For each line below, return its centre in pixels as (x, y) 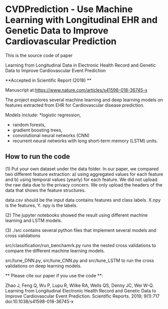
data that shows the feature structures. (46, 190)
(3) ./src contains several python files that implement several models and (81, 230)
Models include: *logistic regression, (43, 115)
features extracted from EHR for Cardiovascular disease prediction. (75, 105)
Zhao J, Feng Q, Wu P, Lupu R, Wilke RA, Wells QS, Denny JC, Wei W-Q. (80, 285)
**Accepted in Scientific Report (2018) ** (48, 80)
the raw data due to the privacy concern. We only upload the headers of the (84, 184)
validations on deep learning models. (44, 266)
